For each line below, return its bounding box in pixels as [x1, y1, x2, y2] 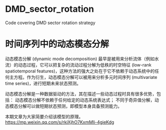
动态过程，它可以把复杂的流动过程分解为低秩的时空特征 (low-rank [18, 62, 152, 67]
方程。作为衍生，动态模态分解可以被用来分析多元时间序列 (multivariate [13, 74, 158, 80]
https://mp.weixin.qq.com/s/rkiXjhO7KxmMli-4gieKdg [5, 119, 115, 125]
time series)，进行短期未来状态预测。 [5, 80, 82, 86]
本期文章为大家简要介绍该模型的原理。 [5, 113, 83, 119]
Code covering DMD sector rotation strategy [5, 20, 95, 26]
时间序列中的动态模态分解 [5, 38, 110, 50]
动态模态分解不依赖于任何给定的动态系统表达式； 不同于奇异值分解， [14, 97, 155, 103]
